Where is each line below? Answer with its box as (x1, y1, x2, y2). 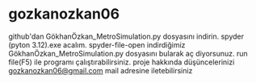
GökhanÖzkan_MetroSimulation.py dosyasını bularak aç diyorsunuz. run (8, 48, 248, 58)
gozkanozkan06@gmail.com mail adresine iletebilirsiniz (8, 65, 193, 75)
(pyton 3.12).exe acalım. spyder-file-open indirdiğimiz (8, 39, 186, 49)
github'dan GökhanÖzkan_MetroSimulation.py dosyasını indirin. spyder (8, 31, 245, 41)
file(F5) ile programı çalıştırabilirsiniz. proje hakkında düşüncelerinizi (8, 57, 235, 67)
